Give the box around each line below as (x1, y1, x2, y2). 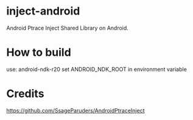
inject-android (6, 4, 80, 18)
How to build (6, 45, 71, 59)
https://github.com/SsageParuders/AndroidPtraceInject (6, 107, 145, 114)
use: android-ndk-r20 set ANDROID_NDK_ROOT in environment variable (6, 65, 187, 73)
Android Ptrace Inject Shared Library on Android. (6, 24, 129, 32)
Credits (6, 87, 44, 101)
